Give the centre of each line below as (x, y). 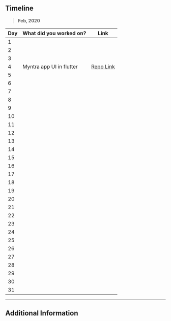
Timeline (20, 8)
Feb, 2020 (29, 20)
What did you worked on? (54, 33)
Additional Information (42, 313)
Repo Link (103, 67)
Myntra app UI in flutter (50, 67)
